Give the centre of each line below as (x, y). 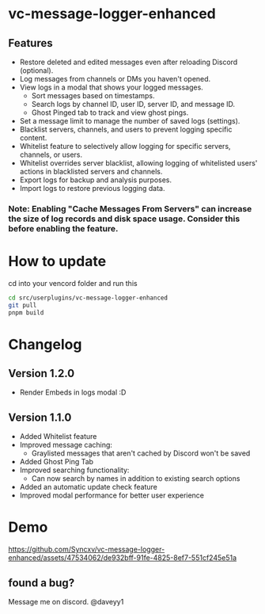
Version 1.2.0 (42, 374)
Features (30, 43)
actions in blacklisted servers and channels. (91, 172)
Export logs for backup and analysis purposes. (96, 180)
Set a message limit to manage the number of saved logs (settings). (130, 121)
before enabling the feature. (63, 228)
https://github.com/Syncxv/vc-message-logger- (87, 549)
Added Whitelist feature (58, 437)
